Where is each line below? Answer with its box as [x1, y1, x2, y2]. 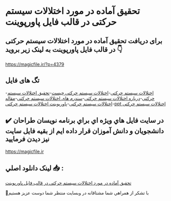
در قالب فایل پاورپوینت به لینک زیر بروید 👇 [5, 45, 123, 54]
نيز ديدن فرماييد [5, 135, 50, 144]
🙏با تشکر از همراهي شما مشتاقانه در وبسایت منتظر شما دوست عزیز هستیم [5, 190, 149, 196]
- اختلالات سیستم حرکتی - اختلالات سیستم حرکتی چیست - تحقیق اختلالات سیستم [5, 90, 154, 96]
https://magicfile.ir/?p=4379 [5, 62, 65, 67]
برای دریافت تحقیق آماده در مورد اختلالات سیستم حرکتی [5, 36, 162, 45]
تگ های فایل [5, 76, 40, 85]
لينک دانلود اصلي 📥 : [5, 164, 64, 173]
